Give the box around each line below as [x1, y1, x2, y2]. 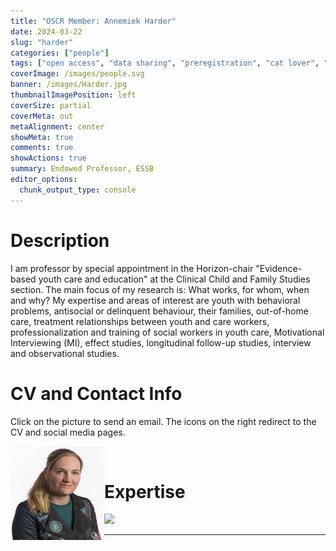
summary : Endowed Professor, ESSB [10, 164, 155, 174]
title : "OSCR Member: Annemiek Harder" [10, 16, 177, 26]
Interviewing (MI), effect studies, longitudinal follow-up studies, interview [10, 336, 312, 349]
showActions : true [10, 153, 87, 164]
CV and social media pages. [10, 426, 126, 438]
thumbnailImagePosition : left [10, 90, 137, 100]
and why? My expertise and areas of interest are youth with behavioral [10, 294, 301, 306]
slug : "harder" [10, 37, 74, 47]
